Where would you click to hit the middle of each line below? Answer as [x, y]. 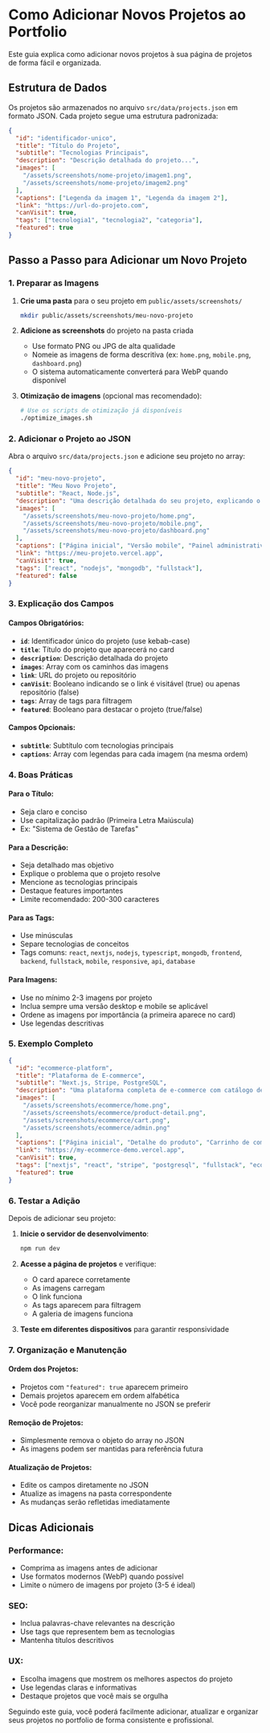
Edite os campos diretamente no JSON [84, 1485]
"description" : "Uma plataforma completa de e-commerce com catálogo [134, 1091]
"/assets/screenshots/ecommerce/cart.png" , [97, 1120]
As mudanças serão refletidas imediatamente [95, 1502]
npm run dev [40, 1249]
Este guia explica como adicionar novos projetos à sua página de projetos [130, 54]
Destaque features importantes [72, 891]
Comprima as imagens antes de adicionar [89, 1568]
